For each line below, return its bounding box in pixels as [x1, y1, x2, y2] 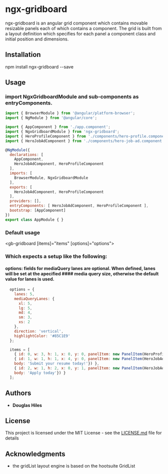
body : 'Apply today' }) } [14, 370, 66, 375]
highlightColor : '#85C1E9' [14, 333, 70, 338]
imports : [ [9, 171, 32, 176]
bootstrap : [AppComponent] [9, 208, 66, 213]
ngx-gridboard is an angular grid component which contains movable [5, 20, 148, 26]
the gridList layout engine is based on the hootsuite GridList [12, 463, 135, 469]
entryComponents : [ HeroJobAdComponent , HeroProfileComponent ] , [9, 203, 149, 208]
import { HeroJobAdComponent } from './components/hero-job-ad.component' [5, 138, 164, 143]
